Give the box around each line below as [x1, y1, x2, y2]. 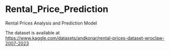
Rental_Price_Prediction [5, 3, 109, 15]
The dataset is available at [5, 29, 60, 35]
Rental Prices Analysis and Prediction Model [5, 20, 98, 26]
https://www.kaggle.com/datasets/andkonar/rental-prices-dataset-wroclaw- [5, 35, 165, 41]
